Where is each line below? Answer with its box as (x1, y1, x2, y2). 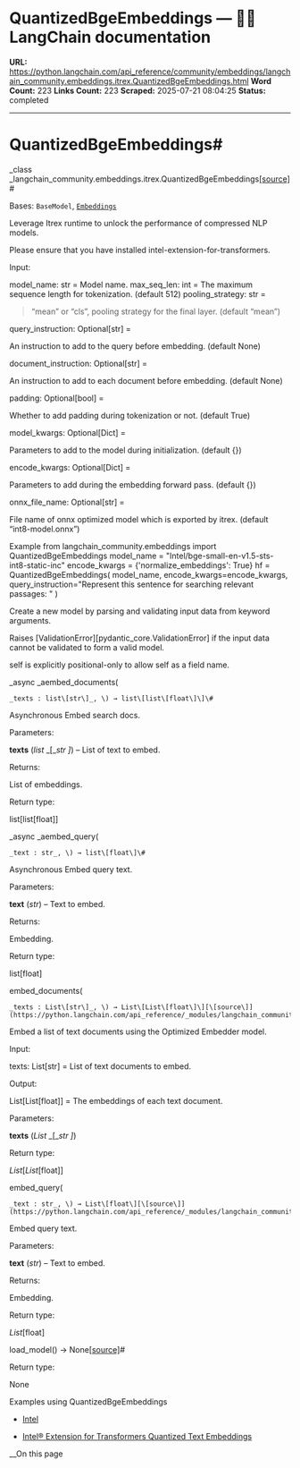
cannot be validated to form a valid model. (9, 641, 165, 652)
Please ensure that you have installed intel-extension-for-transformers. (9, 244, 271, 255)
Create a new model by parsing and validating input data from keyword (9, 606, 271, 616)
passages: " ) (9, 588, 58, 598)
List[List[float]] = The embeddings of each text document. (9, 1095, 223, 1106)
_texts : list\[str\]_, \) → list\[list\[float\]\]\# (9, 693, 214, 703)
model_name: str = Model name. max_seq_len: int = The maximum (9, 279, 253, 290)
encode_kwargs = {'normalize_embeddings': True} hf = (66, 559, 271, 571)
